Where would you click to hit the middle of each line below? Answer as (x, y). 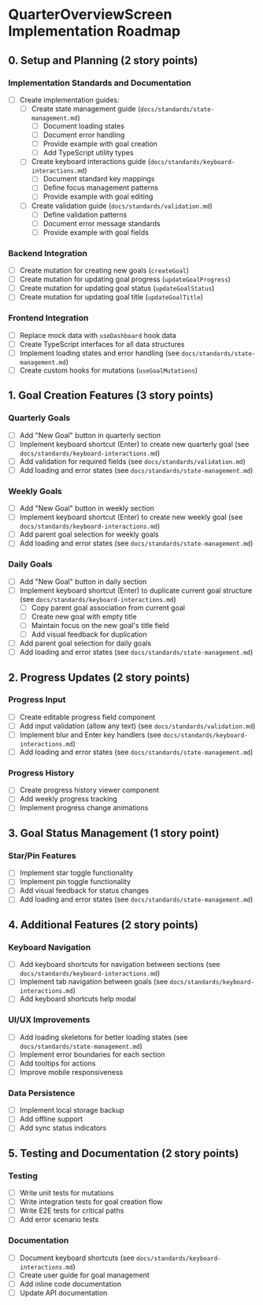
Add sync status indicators (63, 1128)
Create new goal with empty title (84, 616)
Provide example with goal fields (96, 232)
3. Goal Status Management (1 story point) (114, 833)
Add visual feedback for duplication (89, 634)
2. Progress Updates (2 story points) (99, 677)
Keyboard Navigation (50, 947)
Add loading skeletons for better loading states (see (104, 1037)
